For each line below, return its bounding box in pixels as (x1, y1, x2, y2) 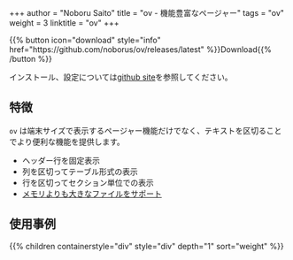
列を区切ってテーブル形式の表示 (21, 166, 139, 177)
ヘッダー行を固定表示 (21, 155, 100, 165)
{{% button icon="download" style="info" (9, 34, 161, 45)
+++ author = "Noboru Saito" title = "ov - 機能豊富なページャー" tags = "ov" (9, 8, 285, 18)
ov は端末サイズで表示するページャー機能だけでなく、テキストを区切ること (9, 125, 282, 135)
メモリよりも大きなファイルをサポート (21, 188, 162, 199)
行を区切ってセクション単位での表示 (21, 177, 155, 187)
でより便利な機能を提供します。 (9, 136, 126, 147)
